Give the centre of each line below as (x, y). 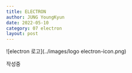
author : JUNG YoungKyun (36, 17)
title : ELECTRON (26, 12)
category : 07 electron (34, 28)
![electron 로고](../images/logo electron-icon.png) (66, 52)
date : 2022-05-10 (28, 23)
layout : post (22, 34)
